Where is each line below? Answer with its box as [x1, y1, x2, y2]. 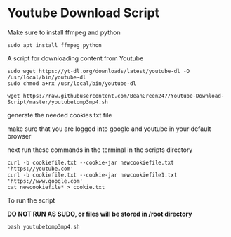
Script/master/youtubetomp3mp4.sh [7, 98, 109, 105]
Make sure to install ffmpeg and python [7, 28, 121, 37]
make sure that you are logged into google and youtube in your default [7, 124, 211, 133]
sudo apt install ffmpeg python [7, 41, 102, 49]
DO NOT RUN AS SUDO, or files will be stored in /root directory [7, 210, 192, 218]
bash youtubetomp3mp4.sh [7, 223, 80, 230]
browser [7, 132, 32, 140]
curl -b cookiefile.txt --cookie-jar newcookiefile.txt [7, 159, 174, 166]
